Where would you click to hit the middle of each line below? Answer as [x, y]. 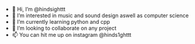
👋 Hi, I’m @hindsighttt [39, 9]
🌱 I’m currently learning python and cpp [61, 22]
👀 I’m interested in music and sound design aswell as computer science [100, 15]
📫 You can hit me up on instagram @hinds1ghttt [72, 35]
